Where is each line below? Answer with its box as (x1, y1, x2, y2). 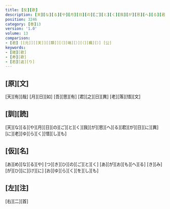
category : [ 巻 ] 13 (5, 21, 41, 27)
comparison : (5, 36, 30, 41)
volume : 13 (5, 31, 28, 36)
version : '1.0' (5, 26, 37, 31)
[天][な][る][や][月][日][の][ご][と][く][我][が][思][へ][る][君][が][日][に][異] (5, 124, 159, 130)
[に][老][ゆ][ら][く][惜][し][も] (5, 130, 67, 137)
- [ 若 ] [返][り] (5, 59, 35, 64)
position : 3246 (5, 17, 37, 22)
